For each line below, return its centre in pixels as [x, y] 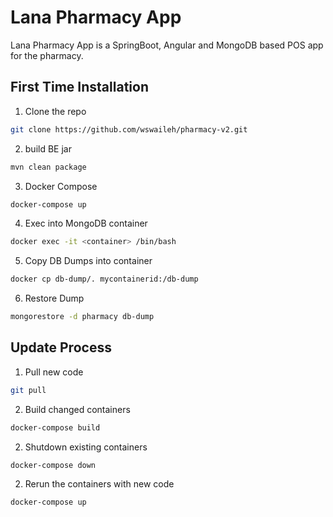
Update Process [61, 347]
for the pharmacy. [47, 55]
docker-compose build [55, 427]
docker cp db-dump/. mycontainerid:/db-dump [104, 279]
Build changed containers [77, 409]
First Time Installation [79, 87]
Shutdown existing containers [86, 447]
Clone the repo [55, 111]
